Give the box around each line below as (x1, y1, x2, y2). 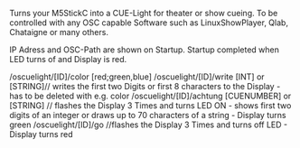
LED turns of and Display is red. (9, 54, 127, 64)
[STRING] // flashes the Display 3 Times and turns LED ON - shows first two (9, 100, 292, 111)
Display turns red (9, 129, 74, 139)
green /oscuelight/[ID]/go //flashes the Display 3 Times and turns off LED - (9, 119, 287, 130)
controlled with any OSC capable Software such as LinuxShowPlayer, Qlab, (9, 17, 289, 28)
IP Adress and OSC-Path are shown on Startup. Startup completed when (9, 44, 280, 55)
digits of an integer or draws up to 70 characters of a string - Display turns (9, 110, 286, 120)
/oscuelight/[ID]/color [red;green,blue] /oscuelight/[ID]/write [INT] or (9, 71, 265, 82)
